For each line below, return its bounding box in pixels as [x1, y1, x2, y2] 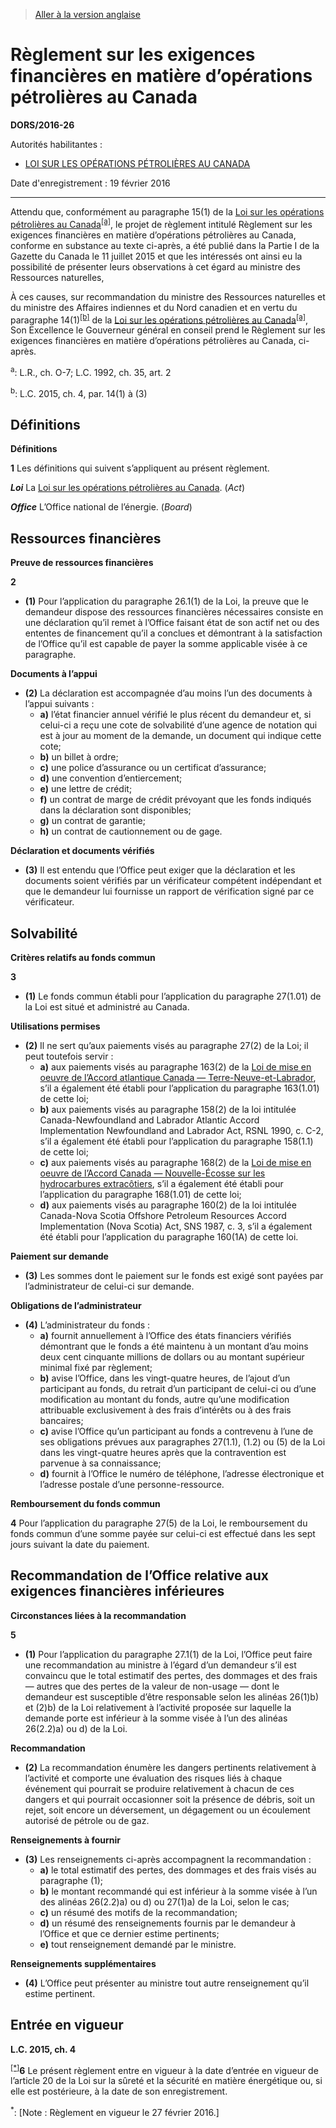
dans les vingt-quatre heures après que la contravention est [39, 1447, 287, 1458]
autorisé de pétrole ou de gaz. [24, 1814, 150, 1826]
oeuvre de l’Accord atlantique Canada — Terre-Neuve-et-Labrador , [39, 1072, 317, 1083]
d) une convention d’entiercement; [39, 772, 183, 784]
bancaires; [39, 1415, 84, 1426]
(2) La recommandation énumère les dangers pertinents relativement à [24, 1761, 317, 1773]
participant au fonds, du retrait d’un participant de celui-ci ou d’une [39, 1383, 317, 1394]
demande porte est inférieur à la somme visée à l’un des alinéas [24, 1712, 288, 1724]
